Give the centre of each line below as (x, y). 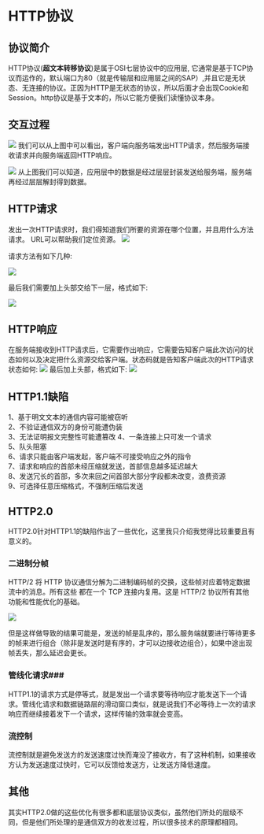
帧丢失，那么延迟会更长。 (49, 653)
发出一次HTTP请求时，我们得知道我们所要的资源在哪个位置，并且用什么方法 (131, 229)
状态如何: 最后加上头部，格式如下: (68, 369)
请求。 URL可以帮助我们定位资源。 (64, 239)
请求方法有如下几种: (40, 256)
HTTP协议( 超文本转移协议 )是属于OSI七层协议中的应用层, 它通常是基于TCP (127, 68)
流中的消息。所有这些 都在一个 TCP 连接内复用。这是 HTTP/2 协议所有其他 (129, 592)
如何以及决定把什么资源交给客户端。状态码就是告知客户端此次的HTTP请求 (134, 360)
